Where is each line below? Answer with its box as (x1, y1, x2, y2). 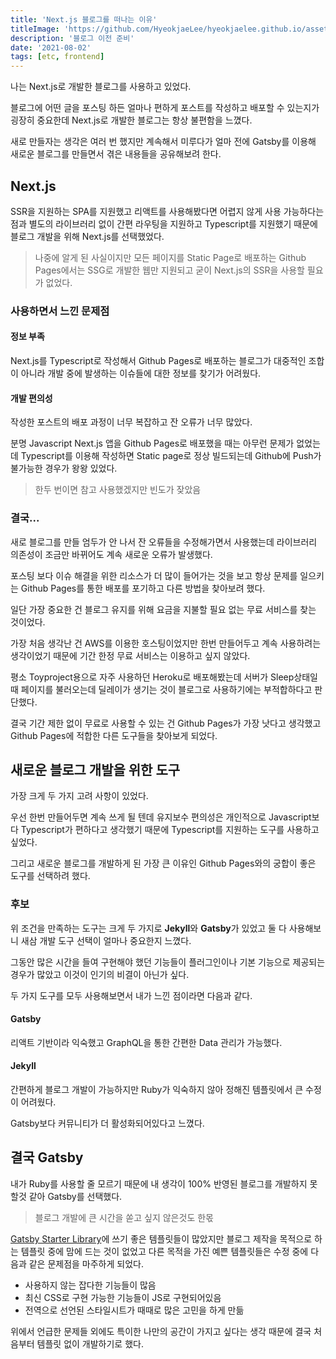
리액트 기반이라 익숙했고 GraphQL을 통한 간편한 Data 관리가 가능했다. (10, 1036, 283, 1048)
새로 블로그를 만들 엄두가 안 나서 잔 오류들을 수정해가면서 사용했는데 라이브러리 (10, 536, 318, 548)
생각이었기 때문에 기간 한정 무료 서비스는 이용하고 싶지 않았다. (10, 649, 251, 661)
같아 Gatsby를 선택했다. (28, 1190, 123, 1202)
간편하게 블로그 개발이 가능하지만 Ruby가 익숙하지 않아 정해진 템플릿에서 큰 (10, 1084, 304, 1096)
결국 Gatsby (10, 1149, 84, 1166)
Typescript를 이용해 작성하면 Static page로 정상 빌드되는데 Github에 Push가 (20, 450, 322, 462)
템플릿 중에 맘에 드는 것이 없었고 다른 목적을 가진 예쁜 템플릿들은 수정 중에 (20, 1245, 309, 1257)
